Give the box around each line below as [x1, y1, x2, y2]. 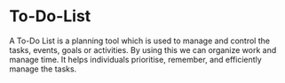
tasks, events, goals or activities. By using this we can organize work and [9, 44, 277, 55]
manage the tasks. [9, 64, 77, 74]
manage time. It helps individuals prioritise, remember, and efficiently [9, 54, 262, 64]
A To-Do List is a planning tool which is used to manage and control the [9, 35, 271, 46]
